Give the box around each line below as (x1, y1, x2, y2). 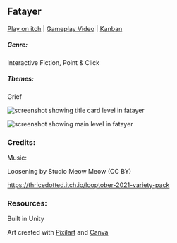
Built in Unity (7, 215, 44, 223)
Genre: (7, 40, 28, 49)
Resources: (7, 198, 47, 208)
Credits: (7, 137, 36, 147)
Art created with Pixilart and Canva (7, 228, 109, 237)
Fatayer (7, 6, 42, 18)
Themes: (7, 74, 34, 83)
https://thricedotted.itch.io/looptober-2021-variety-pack (7, 181, 170, 189)
